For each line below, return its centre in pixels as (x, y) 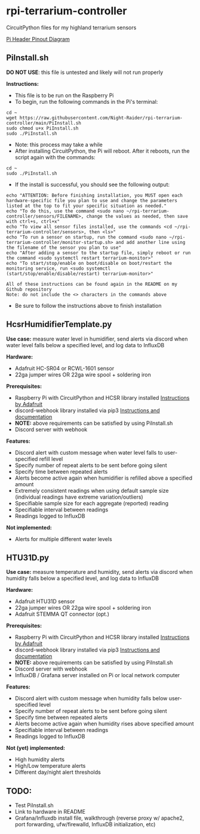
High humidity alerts (39, 759)
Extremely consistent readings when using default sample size (92, 490)
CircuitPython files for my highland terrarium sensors (71, 27)
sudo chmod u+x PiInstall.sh (42, 128)
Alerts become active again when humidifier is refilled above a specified (104, 478)
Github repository (29, 289)
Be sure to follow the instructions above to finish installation (88, 305)
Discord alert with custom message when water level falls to (89, 452)
